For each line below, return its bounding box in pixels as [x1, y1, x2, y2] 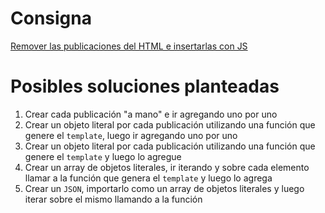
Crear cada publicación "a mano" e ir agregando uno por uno [24, 108, 278, 120]
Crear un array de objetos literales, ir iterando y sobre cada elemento [24, 161, 310, 173]
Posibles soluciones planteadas [10, 75, 280, 98]
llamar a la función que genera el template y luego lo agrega [24, 172, 273, 184]
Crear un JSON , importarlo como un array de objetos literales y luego [24, 182, 305, 194]
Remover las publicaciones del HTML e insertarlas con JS [10, 40, 248, 52]
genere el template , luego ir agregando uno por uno [24, 129, 238, 141]
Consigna [10, 7, 92, 30]
